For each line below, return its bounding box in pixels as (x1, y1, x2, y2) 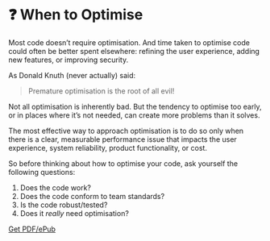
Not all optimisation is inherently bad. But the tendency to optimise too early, (8, 102, 262, 111)
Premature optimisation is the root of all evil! (27, 85, 175, 96)
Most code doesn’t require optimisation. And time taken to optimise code (8, 37, 250, 48)
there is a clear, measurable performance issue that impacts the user (8, 134, 238, 144)
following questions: (8, 167, 76, 177)
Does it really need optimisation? (19, 208, 129, 218)
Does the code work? (19, 182, 91, 193)
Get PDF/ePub (8, 224, 56, 234)
